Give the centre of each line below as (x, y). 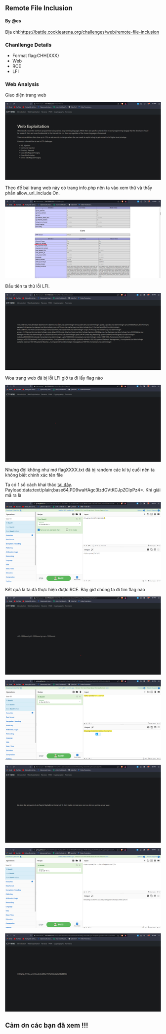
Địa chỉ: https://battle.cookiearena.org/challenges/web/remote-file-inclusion (82, 32)
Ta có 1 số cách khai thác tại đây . (39, 484)
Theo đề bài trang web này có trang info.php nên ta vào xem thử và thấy (79, 188)
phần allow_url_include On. (33, 193)
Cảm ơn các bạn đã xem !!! (47, 1025)
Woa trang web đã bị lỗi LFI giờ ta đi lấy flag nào (54, 378)
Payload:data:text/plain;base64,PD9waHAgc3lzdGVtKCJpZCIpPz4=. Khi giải (83, 490)
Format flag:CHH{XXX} (36, 55)
